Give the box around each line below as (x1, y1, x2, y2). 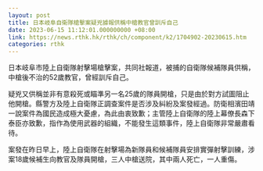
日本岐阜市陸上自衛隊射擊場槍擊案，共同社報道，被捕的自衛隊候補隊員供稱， (8, 63, 255, 73)
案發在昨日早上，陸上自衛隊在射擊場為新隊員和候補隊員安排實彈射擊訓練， (8, 145, 248, 155)
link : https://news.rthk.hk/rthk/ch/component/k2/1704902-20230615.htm (8, 33, 247, 41)
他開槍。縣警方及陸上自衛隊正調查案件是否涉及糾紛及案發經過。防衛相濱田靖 (8, 99, 255, 109)
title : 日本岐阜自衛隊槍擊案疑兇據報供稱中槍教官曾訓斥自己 (8, 19, 178, 27)
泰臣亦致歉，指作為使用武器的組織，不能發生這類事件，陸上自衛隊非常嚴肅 (8, 119, 248, 128)
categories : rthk (8, 41, 65, 48)
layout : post (8, 11, 51, 20)
